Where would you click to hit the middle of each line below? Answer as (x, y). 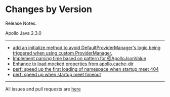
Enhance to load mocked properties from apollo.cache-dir (73, 64)
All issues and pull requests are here (43, 89)
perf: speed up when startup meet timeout (57, 74)
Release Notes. (21, 23)
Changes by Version (49, 9)
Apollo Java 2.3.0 (24, 33)
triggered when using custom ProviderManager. (62, 53)
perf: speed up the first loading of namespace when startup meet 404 (86, 69)
